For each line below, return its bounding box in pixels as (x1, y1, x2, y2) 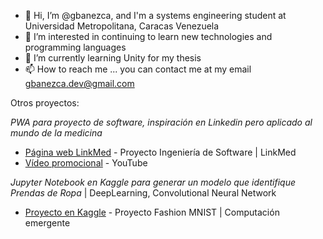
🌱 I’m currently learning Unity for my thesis (24, 52, 202, 64)
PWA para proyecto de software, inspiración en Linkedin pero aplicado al (10, 116, 313, 128)
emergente (24, 217, 71, 229)
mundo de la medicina (10, 127, 103, 139)
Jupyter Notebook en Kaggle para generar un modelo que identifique (10, 176, 296, 188)
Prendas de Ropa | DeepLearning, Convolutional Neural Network (10, 187, 277, 199)
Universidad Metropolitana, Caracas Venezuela (24, 20, 220, 32)
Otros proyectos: (10, 97, 80, 109)
